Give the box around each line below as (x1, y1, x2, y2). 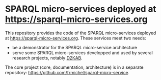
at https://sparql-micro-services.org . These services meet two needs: (5, 35, 146, 41)
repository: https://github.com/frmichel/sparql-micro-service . (5, 69, 130, 75)
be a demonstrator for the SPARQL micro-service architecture (12, 44, 137, 50)
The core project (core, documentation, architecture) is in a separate (5, 64, 144, 70)
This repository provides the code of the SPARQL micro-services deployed (5, 30, 156, 36)
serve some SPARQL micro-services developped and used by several (12, 50, 153, 56)
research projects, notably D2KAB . (12, 55, 82, 60)
